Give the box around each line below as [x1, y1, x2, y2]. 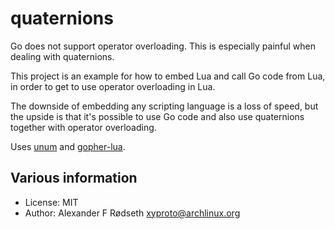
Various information [10, 170, 138, 187]
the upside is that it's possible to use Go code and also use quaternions [10, 110, 305, 122]
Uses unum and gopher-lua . [10, 140, 126, 152]
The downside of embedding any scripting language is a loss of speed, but [10, 100, 319, 112]
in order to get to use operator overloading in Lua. [10, 80, 216, 92]
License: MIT [24, 196, 79, 208]
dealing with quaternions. [10, 50, 115, 62]
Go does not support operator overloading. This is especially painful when [10, 40, 317, 52]
